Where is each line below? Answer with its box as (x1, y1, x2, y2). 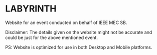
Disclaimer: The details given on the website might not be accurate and (5, 29, 152, 35)
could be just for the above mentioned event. (5, 34, 98, 40)
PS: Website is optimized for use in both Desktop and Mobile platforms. (5, 44, 152, 50)
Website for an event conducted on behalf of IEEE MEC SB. (5, 19, 127, 25)
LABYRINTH (5, 3, 57, 14)
